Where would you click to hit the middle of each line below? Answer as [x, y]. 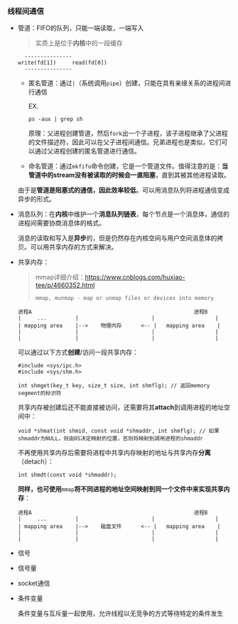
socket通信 [34, 583]
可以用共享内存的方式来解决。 [74, 247]
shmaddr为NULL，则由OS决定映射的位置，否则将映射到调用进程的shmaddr [110, 439]
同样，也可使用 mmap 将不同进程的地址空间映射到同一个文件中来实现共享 [120, 489]
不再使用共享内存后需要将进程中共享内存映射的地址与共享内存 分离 [114, 453]
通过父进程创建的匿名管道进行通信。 [87, 151]
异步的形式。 [36, 199]
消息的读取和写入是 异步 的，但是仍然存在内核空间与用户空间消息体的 [117, 238]
